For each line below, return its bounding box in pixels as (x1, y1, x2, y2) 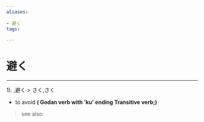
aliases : (6, 8, 29, 15)
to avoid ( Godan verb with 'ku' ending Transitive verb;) (15, 98, 157, 106)
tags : (6, 25, 20, 32)
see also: (21, 110, 44, 118)
